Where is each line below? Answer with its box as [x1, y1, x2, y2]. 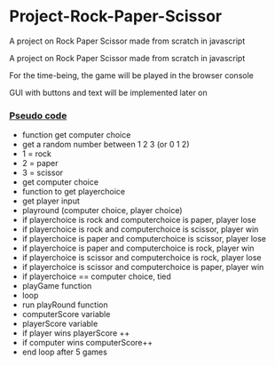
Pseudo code [9, 109, 67, 122]
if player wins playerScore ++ [21, 328, 130, 338]
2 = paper [21, 158, 59, 169]
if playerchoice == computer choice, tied [21, 271, 171, 282]
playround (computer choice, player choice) [21, 205, 183, 216]
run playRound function [21, 299, 108, 310]
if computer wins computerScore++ [21, 338, 153, 348]
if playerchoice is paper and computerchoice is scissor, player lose [21, 234, 267, 244]
